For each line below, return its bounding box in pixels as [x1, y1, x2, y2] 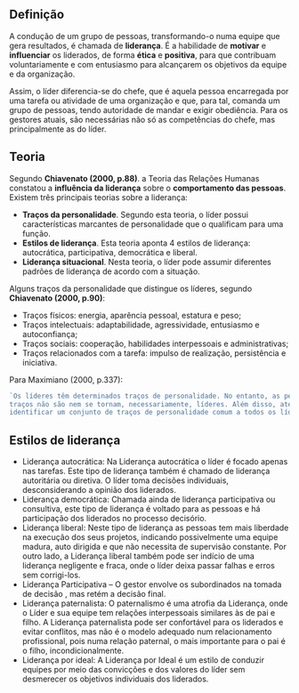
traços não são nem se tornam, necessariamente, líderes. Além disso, [9, 399, 277, 408]
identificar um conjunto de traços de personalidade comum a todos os [9, 408, 277, 417]
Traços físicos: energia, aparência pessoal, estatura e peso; [21, 310, 242, 320]
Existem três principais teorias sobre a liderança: [9, 191, 189, 203]
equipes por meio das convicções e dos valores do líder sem [21, 665, 246, 675]
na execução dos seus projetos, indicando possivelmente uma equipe [21, 532, 279, 543]
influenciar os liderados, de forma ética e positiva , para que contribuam [9, 49, 277, 60]
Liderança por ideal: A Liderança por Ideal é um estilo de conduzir [21, 655, 265, 665]
